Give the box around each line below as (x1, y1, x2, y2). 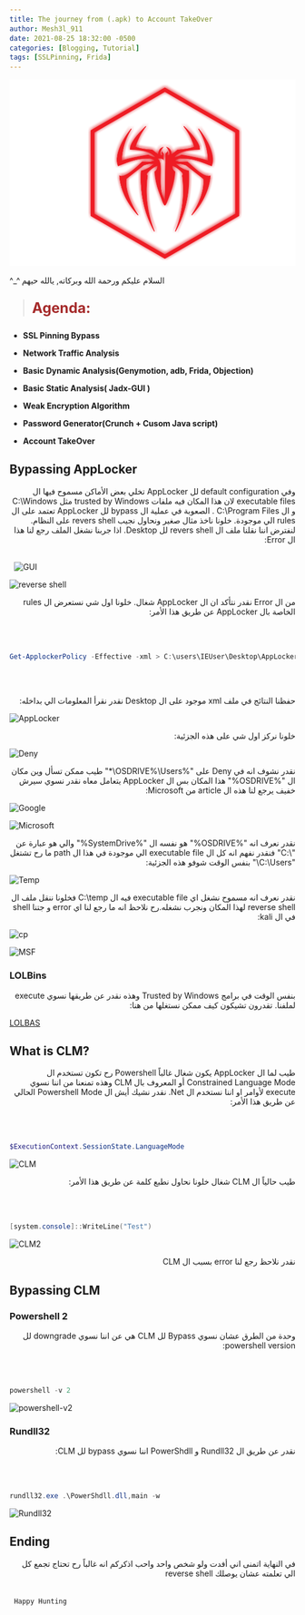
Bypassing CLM (9, 1282, 101, 1297)
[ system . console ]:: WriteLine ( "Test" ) (9, 1222, 152, 1231)
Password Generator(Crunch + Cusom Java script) (22, 417, 219, 428)
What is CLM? (9, 1043, 90, 1059)
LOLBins (9, 969, 47, 982)
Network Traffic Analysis (22, 347, 120, 358)
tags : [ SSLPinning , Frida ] (9, 53, 112, 63)
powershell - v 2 (9, 1385, 71, 1395)
